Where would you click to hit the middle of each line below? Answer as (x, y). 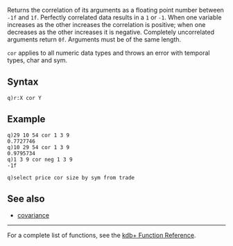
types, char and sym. (37, 60)
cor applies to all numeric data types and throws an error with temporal (109, 53)
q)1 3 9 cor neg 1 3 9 (40, 159)
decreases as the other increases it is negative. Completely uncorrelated (111, 32)
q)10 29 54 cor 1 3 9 (38, 147)
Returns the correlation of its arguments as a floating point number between (115, 10)
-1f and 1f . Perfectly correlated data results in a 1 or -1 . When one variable (114, 17)
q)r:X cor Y (24, 98)
